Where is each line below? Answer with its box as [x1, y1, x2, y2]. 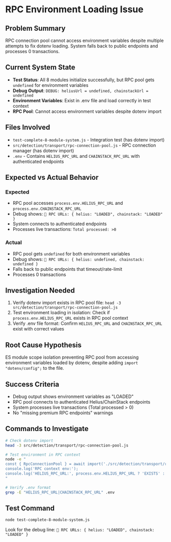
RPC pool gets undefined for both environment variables [12, 250, 130, 256]
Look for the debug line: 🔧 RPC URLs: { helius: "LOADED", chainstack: [5, 527, 155, 533]
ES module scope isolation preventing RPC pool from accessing [5, 354, 139, 361]
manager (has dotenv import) [12, 147, 74, 154]
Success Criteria [5, 380, 60, 389]
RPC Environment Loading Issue [5, 4, 144, 15]
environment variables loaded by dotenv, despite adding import [5, 360, 138, 366]
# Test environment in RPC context [5, 452, 81, 457]
